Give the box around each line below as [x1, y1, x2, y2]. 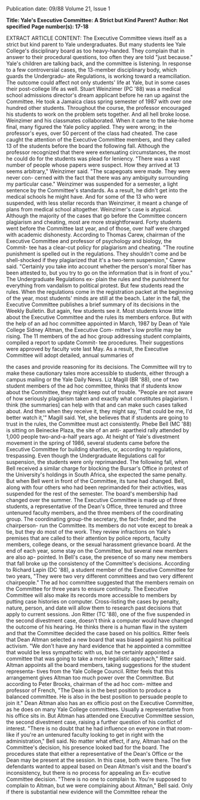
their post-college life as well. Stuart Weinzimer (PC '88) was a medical [6, 85, 181, 92]
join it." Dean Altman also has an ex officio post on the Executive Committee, [6, 700, 194, 706]
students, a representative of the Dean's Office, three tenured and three [6, 503, 183, 510]
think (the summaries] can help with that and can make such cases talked [6, 401, 187, 408]
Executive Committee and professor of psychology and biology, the [6, 238, 172, 244]
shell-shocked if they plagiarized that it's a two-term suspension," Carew [6, 257, 186, 263]
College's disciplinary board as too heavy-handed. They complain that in [6, 47, 185, 54]
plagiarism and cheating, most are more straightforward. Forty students [6, 219, 182, 226]
